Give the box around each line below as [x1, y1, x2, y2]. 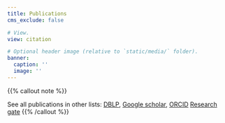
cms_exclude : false [7, 17, 64, 24]
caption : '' [13, 61, 49, 68]
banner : [7, 55, 30, 62]
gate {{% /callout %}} [7, 107, 70, 115]
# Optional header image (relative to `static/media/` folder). [7, 48, 198, 56]
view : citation [7, 35, 52, 42]
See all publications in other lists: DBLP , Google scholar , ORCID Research [7, 100, 218, 108]
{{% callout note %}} [7, 86, 68, 95]
